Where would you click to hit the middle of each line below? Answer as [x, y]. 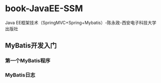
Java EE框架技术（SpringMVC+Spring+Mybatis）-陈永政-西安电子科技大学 [81, 22]
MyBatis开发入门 [31, 46]
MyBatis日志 [20, 75]
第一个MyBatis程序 [28, 61]
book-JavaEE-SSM [44, 9]
